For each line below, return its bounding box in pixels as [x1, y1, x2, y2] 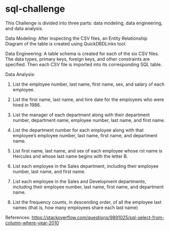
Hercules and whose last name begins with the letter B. [12, 153, 128, 159]
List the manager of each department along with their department [12, 112, 150, 118]
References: [5, 214, 30, 220]
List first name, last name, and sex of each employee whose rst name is [12, 147, 162, 153]
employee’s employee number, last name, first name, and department [12, 132, 158, 138]
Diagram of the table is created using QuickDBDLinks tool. [5, 40, 127, 46]
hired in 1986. [12, 101, 42, 108]
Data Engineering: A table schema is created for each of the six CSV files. [5, 50, 159, 57]
